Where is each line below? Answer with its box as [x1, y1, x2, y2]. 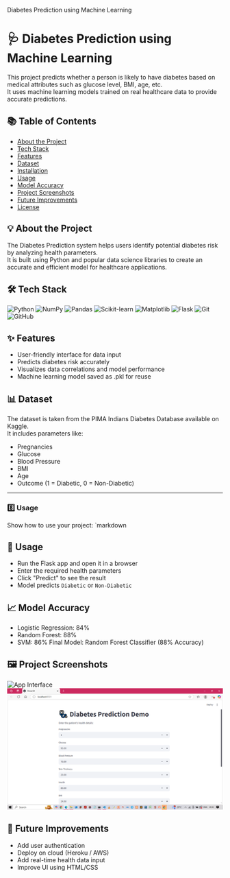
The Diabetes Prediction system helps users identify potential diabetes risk [7, 241, 218, 249]
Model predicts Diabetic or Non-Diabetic [16, 581, 132, 589]
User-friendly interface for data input [16, 351, 122, 359]
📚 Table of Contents [7, 116, 97, 128]
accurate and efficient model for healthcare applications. [7, 263, 168, 271]
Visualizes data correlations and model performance [16, 365, 166, 373]
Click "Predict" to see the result [16, 574, 106, 582]
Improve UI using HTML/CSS [16, 863, 99, 871]
